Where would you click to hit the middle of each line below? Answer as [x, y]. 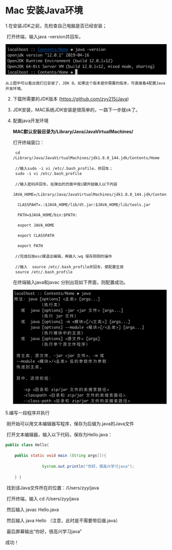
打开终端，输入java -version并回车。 [45, 36]
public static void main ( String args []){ [60, 456]
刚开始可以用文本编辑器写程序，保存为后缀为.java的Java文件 [70, 423]
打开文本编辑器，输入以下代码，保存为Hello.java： [59, 435]
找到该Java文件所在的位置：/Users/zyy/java [53, 487]
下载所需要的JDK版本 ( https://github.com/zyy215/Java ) [71, 99]
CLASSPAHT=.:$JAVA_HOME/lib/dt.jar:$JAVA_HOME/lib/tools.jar [84, 205]
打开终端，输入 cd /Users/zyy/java [43, 499]
